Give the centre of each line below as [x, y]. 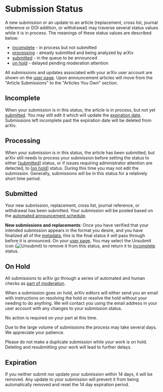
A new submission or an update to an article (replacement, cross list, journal [81, 22]
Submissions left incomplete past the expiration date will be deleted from [78, 120]
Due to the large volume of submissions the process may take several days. [81, 327]
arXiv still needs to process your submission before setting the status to [77, 157]
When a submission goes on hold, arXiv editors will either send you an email [82, 293]
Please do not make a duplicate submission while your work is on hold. [76, 342]
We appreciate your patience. [35, 333]
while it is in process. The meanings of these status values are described [78, 33]
